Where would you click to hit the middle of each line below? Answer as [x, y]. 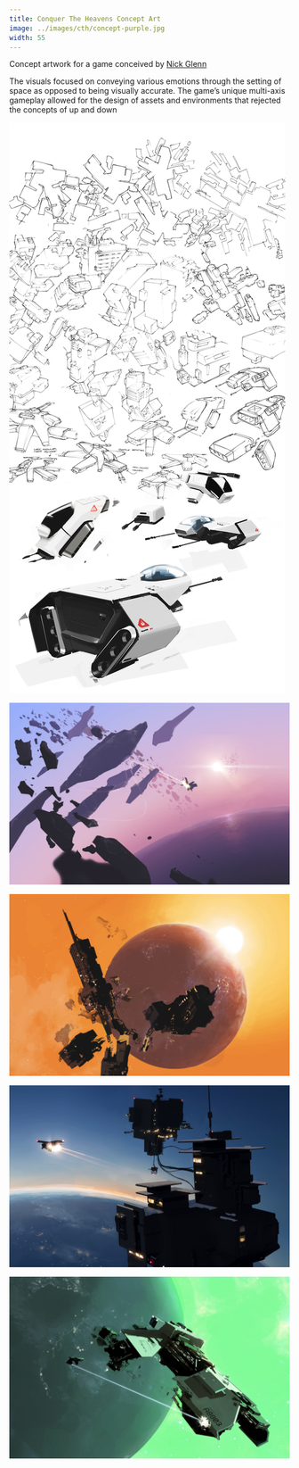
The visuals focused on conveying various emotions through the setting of [145, 81]
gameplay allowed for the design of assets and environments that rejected [145, 100]
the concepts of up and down [63, 110]
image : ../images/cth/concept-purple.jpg [87, 28]
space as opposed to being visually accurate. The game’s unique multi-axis [147, 91]
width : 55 [28, 37]
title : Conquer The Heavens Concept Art [85, 19]
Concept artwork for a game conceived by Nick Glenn [108, 64]
